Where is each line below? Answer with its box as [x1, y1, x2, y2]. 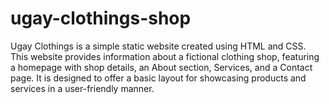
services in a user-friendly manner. [10, 82, 155, 94]
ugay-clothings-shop [10, 7, 192, 30]
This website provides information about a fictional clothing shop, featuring [10, 50, 320, 62]
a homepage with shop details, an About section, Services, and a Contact [10, 61, 313, 73]
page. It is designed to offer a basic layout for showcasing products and [10, 72, 307, 84]
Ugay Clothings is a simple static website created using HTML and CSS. [10, 40, 307, 52]
